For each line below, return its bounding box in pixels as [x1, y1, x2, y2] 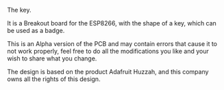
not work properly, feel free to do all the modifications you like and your [7, 47, 209, 55]
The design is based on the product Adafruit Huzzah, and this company [7, 68, 209, 76]
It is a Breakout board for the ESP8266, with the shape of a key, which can [7, 19, 217, 27]
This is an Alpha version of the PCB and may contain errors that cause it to [7, 40, 218, 47]
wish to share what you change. [7, 54, 97, 63]
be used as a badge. [7, 27, 65, 34]
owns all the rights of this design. [7, 75, 101, 83]
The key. [7, 6, 32, 14]
